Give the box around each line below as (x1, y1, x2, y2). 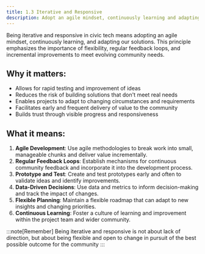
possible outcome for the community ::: (6, 241, 106, 248)
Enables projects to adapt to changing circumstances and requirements (15, 98, 195, 105)
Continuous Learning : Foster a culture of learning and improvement (15, 209, 187, 217)
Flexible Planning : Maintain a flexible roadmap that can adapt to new (15, 197, 189, 204)
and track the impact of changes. (15, 190, 99, 197)
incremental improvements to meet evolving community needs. (6, 51, 165, 58)
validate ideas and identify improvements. (15, 177, 121, 184)
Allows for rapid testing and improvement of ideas (15, 85, 141, 92)
